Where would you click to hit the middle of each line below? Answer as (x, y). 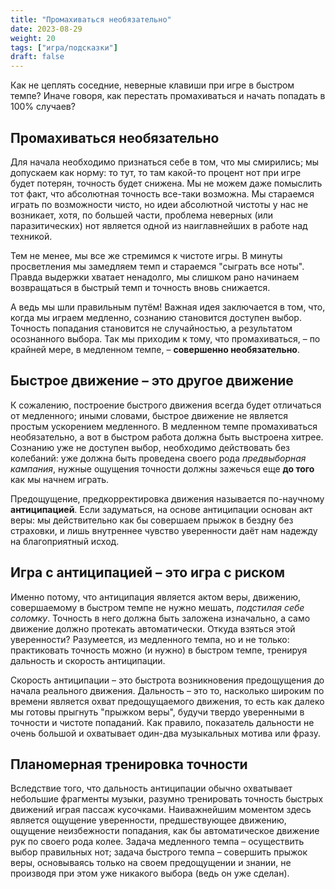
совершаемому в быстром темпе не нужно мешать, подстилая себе (157, 607)
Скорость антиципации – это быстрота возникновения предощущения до (167, 680)
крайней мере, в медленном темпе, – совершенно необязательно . (155, 349)
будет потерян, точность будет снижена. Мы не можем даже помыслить (166, 183)
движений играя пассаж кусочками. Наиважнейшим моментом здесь (161, 810)
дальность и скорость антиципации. (88, 660)
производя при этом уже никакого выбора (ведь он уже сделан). (150, 873)
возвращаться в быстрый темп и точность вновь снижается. (140, 287)
